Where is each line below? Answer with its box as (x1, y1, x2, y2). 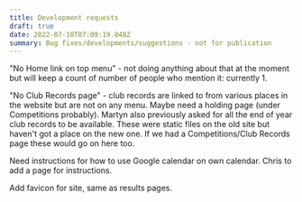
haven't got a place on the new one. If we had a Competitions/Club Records (9, 128, 290, 140)
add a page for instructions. (9, 165, 113, 176)
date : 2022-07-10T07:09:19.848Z (9, 30, 131, 39)
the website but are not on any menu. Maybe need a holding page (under (9, 100, 281, 111)
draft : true (9, 22, 54, 31)
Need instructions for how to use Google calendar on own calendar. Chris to (9, 155, 292, 167)
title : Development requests (9, 13, 119, 23)
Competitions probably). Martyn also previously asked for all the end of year (9, 109, 293, 120)
